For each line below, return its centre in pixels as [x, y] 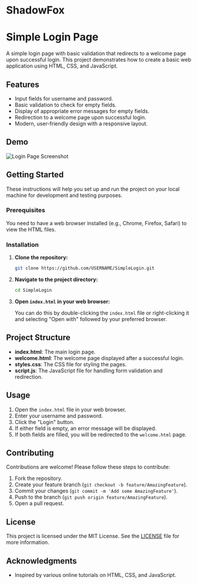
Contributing [30, 453]
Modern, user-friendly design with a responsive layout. [81, 124]
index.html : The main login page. [55, 352]
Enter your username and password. [59, 416]
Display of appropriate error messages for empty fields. [82, 111]
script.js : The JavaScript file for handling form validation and [89, 371]
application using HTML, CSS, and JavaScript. [62, 66]
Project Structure [38, 338]
